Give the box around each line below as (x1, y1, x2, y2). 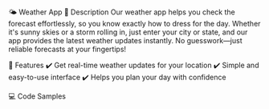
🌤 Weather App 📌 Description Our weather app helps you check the (8, 7, 235, 17)
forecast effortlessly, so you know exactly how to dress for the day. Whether (8, 19, 261, 28)
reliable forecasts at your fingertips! (8, 44, 127, 54)
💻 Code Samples (8, 91, 67, 101)
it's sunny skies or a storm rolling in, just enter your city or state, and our (8, 27, 248, 37)
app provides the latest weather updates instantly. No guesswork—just (8, 36, 243, 45)
